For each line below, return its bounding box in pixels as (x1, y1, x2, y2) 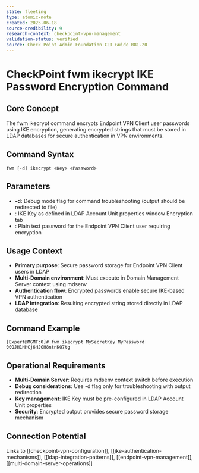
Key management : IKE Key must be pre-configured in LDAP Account (14, 395, 184, 402)
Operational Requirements (6, 361, 106, 371)
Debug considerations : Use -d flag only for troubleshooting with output (14, 382, 191, 390)
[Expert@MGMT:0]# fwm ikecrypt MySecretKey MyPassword (6, 339, 145, 345)
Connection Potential (6, 431, 86, 441)
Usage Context (6, 246, 63, 256)
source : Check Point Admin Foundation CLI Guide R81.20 (6, 42, 147, 48)
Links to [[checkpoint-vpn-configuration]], (6, 447, 110, 454)
